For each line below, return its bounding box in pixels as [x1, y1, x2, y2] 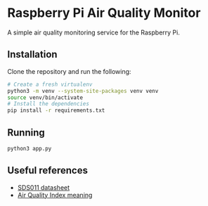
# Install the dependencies [7, 101, 90, 108]
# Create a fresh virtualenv [7, 81, 93, 88]
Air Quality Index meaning [17, 191, 93, 199]
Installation [7, 49, 58, 60]
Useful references [7, 165, 88, 176]
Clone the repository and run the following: [7, 67, 131, 75]
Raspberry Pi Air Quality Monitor [7, 5, 201, 21]
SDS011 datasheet [17, 183, 70, 191]
